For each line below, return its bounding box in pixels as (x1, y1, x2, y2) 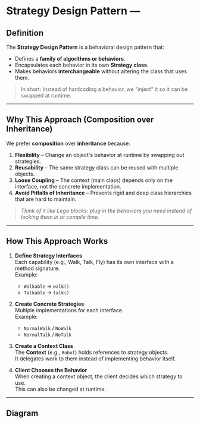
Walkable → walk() (23, 282, 70, 290)
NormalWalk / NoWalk (23, 324, 72, 331)
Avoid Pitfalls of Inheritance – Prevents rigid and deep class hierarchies (14, 189, 192, 196)
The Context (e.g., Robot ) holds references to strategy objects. (14, 348, 169, 356)
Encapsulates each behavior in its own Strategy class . (14, 61, 149, 68)
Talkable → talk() (23, 288, 70, 296)
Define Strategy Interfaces (14, 252, 82, 259)
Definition (6, 28, 43, 38)
